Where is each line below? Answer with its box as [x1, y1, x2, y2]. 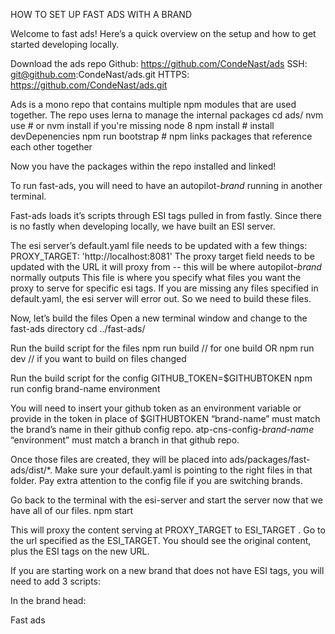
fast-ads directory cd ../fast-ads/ [10, 323, 146, 334]
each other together [10, 141, 93, 153]
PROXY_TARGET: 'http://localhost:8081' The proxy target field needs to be [10, 250, 315, 262]
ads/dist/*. [10, 464, 53, 476]
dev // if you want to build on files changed [10, 353, 187, 364]
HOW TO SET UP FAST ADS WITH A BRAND [10, 9, 193, 20]
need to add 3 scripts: [10, 575, 102, 587]
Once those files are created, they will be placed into [10, 454, 228, 465]
